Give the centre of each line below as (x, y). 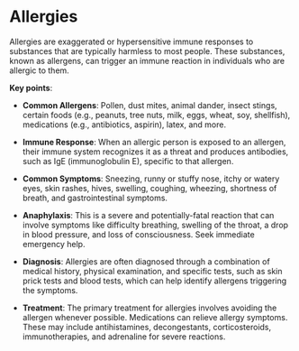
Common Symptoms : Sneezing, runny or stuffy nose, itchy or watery (151, 179)
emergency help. (54, 244)
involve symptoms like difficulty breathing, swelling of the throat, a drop (155, 225)
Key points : (31, 88)
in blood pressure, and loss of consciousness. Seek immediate (138, 234)
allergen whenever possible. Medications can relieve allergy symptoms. (155, 317)
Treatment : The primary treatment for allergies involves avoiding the (149, 308)
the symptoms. (50, 290)
